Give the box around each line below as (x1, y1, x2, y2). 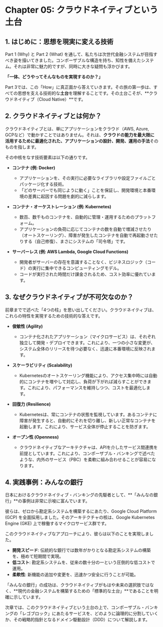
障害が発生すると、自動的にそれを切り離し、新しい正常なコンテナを (19, 417, 156, 424)
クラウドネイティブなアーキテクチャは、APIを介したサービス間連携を (19, 444, 158, 450)
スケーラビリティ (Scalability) (12, 362, 72, 368)
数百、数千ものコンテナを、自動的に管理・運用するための (19, 214, 135, 220)
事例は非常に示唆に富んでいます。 (22, 498, 90, 504)
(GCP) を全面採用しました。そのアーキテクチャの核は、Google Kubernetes (5, 515, 155, 520)
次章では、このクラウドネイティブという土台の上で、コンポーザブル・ (5, 605, 145, 610)
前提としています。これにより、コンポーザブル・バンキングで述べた (19, 450, 155, 456)
